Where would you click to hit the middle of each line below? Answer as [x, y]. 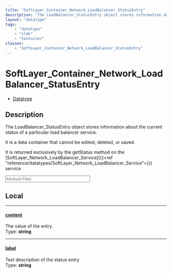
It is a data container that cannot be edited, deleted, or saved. [70, 142]
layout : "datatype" [26, 19]
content [14, 215]
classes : [15, 44]
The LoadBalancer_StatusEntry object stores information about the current [84, 127]
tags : [11, 24]
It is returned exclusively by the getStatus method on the [65, 152]
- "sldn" [24, 34]
